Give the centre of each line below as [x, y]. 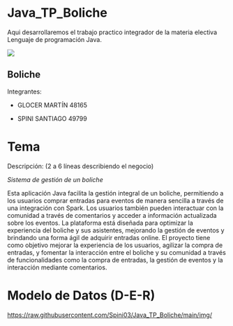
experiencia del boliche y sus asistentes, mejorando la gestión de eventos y [116, 230]
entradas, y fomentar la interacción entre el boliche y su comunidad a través [117, 252]
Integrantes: [24, 91]
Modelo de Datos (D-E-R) [81, 295]
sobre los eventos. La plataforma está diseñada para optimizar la [100, 223]
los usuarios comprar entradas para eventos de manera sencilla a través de [115, 200]
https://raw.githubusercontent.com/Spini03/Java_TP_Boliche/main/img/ [110, 315]
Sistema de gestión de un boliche [55, 179]
